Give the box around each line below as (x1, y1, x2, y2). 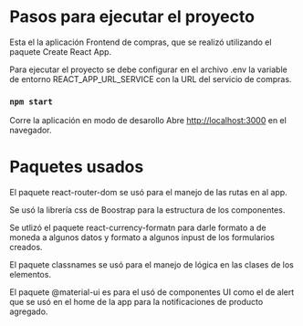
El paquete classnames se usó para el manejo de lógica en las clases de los (9, 259, 294, 270)
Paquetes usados (9, 157, 144, 177)
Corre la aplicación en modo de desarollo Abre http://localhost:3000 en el (9, 115, 287, 126)
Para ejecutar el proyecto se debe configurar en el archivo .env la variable (9, 64, 287, 75)
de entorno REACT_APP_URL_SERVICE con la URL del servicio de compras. (9, 73, 292, 84)
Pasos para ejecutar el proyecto (9, 6, 256, 27)
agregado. (9, 306, 48, 317)
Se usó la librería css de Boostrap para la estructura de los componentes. (9, 205, 286, 216)
